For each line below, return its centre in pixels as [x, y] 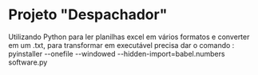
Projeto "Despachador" [88, 15]
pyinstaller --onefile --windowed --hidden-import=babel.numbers [117, 53]
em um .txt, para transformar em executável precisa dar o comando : [121, 45]
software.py [28, 62]
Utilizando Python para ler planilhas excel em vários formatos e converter [129, 37]
